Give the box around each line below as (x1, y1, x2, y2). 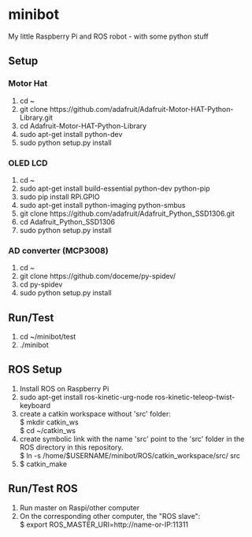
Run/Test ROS (8, 482, 79, 495)
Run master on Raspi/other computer (19, 502, 140, 513)
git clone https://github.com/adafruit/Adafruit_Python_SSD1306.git (19, 209, 235, 218)
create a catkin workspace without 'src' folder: (19, 409, 172, 418)
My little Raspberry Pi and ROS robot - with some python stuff (8, 31, 209, 41)
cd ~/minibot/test (19, 332, 76, 342)
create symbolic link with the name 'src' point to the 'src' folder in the (19, 434, 245, 443)
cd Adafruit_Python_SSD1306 (19, 217, 116, 226)
